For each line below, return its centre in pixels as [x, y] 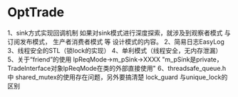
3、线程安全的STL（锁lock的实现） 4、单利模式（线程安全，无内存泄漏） [115, 50]
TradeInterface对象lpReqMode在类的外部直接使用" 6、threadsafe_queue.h [117, 68]
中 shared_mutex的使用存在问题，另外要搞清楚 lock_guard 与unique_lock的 [118, 77]
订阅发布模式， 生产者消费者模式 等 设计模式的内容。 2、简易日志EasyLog [116, 41]
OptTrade [36, 12]
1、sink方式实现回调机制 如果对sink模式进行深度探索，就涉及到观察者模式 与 [119, 33]
